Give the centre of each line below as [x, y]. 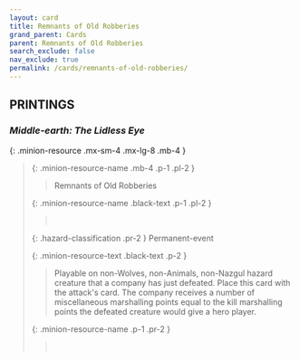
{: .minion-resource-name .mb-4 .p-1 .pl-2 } [113, 167]
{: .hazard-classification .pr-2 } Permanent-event [123, 238]
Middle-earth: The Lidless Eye [77, 130]
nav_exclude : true [44, 60]
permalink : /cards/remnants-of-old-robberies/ [99, 69]
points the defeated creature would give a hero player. [155, 311]
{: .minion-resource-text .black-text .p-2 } [109, 255]
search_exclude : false [52, 52]
